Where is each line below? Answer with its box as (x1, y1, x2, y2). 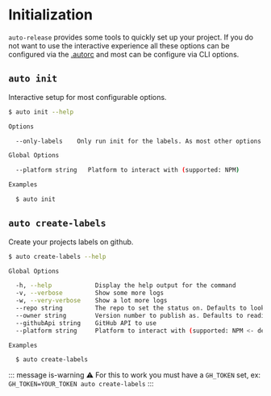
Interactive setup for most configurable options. (8, 92, 167, 102)
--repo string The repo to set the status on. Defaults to (15, 304, 248, 312)
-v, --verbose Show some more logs (15, 289, 164, 298)
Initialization (8, 6, 93, 24)
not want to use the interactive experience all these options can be (8, 40, 230, 50)
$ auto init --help (8, 107, 74, 116)
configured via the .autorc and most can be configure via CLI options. (8, 49, 240, 59)
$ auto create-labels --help (8, 252, 106, 261)
